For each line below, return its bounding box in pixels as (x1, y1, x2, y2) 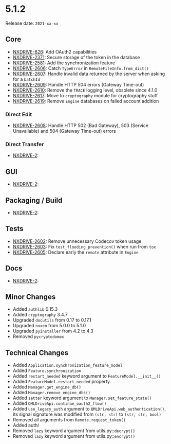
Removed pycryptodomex (12, 333, 64, 340)
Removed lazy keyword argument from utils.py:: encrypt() (12, 433, 135, 439)
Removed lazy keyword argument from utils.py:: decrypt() (12, 428, 135, 434)
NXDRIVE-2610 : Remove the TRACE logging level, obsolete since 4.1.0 (12, 87, 158, 93)
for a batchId (12, 76, 41, 82)
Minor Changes (5, 292, 56, 301)
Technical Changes (5, 348, 68, 357)
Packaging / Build (5, 196, 63, 205)
